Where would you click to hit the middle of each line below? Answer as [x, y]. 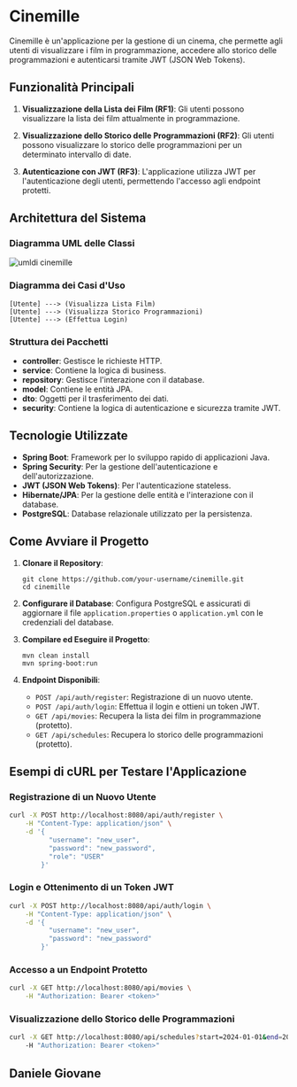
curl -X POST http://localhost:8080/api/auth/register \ [116, 815]
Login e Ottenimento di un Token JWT [91, 888]
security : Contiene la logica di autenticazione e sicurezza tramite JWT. [151, 408]
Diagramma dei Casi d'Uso [67, 285]
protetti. [36, 190]
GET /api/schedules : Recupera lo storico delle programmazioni [149, 734]
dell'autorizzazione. [58, 476]
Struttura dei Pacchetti [59, 341]
